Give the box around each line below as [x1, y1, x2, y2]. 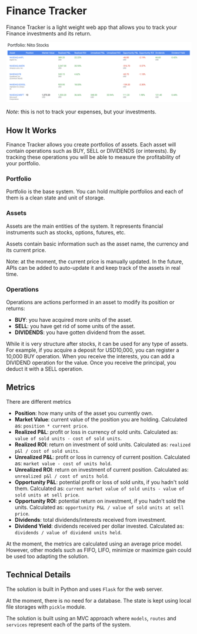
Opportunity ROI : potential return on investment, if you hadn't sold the [14, 497, 186, 504]
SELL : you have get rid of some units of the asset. [14, 323, 135, 330]
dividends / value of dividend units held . [14, 528, 122, 535]
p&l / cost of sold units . [14, 447, 80, 454]
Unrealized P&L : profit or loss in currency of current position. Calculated [14, 453, 190, 460]
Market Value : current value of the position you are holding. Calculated [14, 416, 188, 423]
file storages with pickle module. [6, 603, 86, 610]
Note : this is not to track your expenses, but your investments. [6, 108, 157, 116]
